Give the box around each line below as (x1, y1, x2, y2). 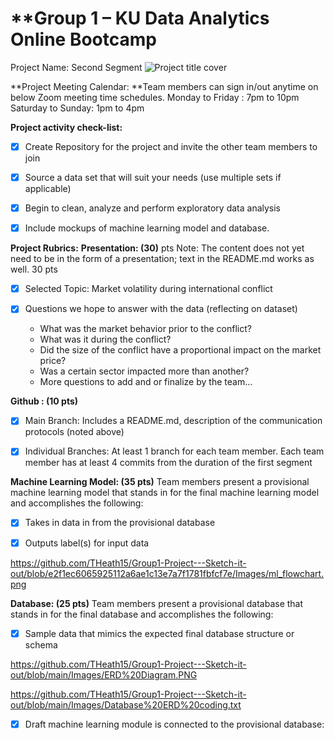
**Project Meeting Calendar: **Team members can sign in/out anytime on (10, 80, 319, 92)
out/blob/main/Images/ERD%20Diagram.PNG (10, 668, 198, 681)
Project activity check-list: (10, 121, 123, 133)
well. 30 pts (10, 263, 58, 276)
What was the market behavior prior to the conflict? (39, 323, 252, 335)
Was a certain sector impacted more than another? (39, 365, 250, 377)
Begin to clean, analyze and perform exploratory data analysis (24, 202, 282, 214)
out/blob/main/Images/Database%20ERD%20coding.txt (10, 698, 242, 711)
